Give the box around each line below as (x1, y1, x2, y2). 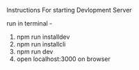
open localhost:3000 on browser (16, 55, 111, 63)
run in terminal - (6, 19, 53, 27)
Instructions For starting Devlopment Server (6, 6, 133, 14)
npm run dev (16, 48, 54, 55)
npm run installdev (16, 33, 70, 41)
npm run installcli (16, 40, 66, 48)
